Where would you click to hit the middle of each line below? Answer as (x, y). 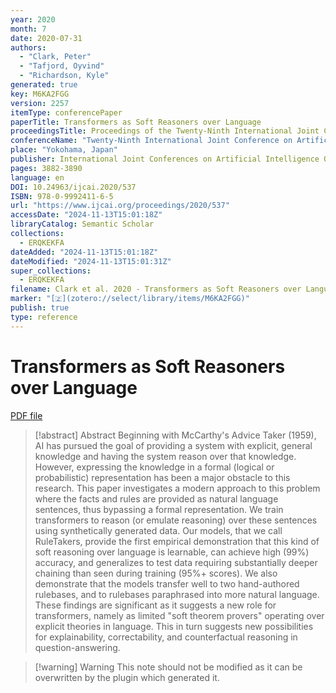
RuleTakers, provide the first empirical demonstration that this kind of (177, 541)
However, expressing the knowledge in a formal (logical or (154, 467)
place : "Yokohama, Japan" (64, 150)
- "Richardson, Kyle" (64, 76)
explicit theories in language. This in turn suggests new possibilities (174, 626)
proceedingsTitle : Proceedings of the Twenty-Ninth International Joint (165, 131)
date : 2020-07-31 (46, 38)
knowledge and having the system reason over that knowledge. (165, 456)
